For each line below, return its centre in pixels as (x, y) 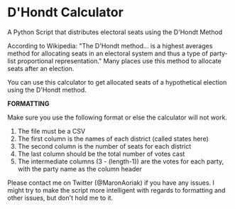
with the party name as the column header (80, 168)
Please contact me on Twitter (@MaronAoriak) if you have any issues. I (111, 183)
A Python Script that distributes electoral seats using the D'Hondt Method (115, 32)
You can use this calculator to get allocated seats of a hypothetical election (117, 82)
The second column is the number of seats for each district (104, 146)
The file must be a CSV (51, 131)
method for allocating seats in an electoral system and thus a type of (108, 53)
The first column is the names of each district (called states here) (113, 139)
